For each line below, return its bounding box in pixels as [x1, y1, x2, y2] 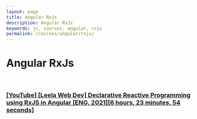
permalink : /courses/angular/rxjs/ [6, 31, 95, 37]
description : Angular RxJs [6, 20, 73, 26]
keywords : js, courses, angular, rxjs [6, 25, 102, 32]
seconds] [6, 105, 35, 114]
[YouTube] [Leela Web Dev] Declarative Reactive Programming [6, 90, 191, 99]
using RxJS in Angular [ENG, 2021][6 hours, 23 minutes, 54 [6, 98, 180, 107]
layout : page [6, 8, 39, 15]
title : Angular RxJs [6, 14, 58, 20]
